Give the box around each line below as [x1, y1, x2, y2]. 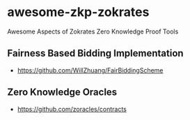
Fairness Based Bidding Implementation [7, 47, 184, 59]
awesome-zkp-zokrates [7, 4, 150, 20]
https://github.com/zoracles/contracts [17, 105, 127, 113]
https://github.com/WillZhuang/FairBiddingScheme [17, 66, 164, 74]
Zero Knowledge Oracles [7, 87, 118, 98]
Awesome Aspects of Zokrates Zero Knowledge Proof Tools [7, 27, 179, 36]
